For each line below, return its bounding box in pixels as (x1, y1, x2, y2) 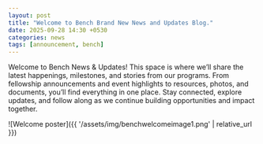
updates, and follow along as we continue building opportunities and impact (8, 96, 255, 105)
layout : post (8, 11, 51, 20)
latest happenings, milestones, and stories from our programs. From (8, 71, 230, 80)
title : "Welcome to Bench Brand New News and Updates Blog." (8, 19, 214, 27)
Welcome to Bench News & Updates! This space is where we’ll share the (8, 62, 244, 72)
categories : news (8, 33, 66, 42)
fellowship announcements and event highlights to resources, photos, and (8, 79, 249, 89)
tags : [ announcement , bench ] (8, 41, 104, 49)
